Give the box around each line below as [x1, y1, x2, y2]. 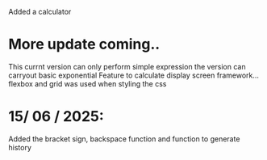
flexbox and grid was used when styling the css [8, 78, 167, 88]
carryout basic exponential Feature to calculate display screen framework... [8, 70, 260, 80]
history [8, 142, 32, 152]
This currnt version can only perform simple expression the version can [8, 61, 246, 71]
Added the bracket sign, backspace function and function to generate [8, 133, 240, 144]
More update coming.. [8, 36, 161, 53]
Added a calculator [8, 7, 72, 16]
